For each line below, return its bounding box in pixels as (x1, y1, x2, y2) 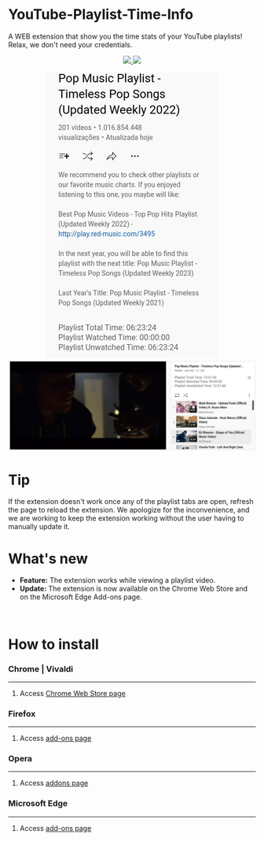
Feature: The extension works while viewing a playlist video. (19, 576, 216, 585)
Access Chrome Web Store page (19, 688, 126, 698)
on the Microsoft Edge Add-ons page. (19, 592, 143, 602)
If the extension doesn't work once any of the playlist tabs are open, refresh (8, 497, 254, 506)
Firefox (8, 708, 36, 719)
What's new (8, 550, 89, 568)
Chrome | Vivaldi (8, 663, 74, 674)
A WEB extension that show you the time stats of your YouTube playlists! (8, 31, 243, 41)
